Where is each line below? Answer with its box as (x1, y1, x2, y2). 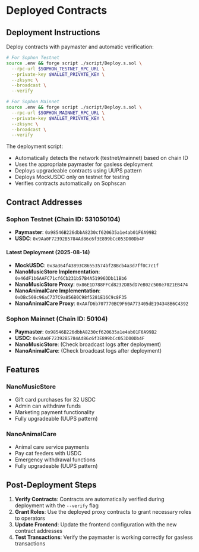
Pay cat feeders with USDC (14, 450, 82, 457)
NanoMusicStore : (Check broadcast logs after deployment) (14, 341, 162, 348)
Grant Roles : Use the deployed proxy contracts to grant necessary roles (14, 508, 192, 516)
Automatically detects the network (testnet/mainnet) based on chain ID (14, 155, 188, 162)
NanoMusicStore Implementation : (14, 268, 100, 275)
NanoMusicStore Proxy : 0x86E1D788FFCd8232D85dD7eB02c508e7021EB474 (14, 281, 188, 288)
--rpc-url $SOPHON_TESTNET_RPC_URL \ (11, 66, 105, 72)
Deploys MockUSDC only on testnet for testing (14, 174, 129, 181)
